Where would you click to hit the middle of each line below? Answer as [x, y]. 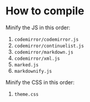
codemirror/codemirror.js [46, 39]
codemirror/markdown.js [44, 52]
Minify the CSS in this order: [40, 82]
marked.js [27, 65]
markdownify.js [33, 71]
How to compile [45, 11]
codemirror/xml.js [37, 58]
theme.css [27, 94]
